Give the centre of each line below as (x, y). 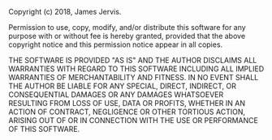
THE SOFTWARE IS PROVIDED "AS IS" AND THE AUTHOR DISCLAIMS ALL (133, 60)
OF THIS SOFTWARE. (44, 129)
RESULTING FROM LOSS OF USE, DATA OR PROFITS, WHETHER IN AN (127, 103)
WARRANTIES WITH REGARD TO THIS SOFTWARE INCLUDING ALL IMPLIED (136, 69)
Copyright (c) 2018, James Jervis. (65, 12)
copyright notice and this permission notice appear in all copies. (116, 45)
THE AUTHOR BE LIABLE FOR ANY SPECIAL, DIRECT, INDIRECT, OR (123, 86)
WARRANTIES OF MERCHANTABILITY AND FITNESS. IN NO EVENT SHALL (134, 77)
